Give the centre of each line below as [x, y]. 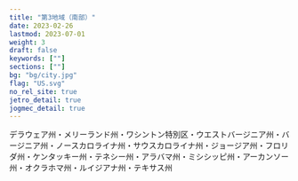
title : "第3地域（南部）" [52, 17]
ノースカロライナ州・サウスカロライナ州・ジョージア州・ [161, 146]
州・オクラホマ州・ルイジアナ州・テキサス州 [91, 168]
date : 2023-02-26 [41, 26]
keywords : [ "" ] [37, 59]
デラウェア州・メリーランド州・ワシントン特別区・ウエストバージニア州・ [145, 135]
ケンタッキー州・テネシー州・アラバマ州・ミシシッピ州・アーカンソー [161, 157]
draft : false [33, 51]
